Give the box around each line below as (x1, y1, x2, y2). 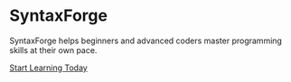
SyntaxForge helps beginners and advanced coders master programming (9, 35, 283, 46)
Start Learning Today (9, 62, 88, 73)
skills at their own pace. (9, 44, 98, 55)
